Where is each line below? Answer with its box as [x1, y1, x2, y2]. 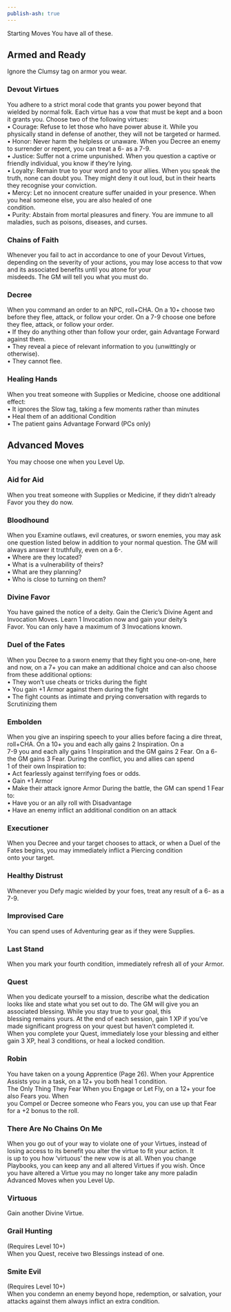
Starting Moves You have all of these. [7, 29, 113, 37]
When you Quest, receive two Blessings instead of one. [7, 1249, 165, 1257]
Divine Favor [7, 592, 50, 602]
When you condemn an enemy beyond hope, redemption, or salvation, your [7, 1289, 222, 1297]
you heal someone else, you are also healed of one [7, 196, 152, 204]
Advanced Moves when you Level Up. [7, 1176, 115, 1184]
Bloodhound [7, 515, 50, 525]
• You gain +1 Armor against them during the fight [7, 685, 149, 693]
